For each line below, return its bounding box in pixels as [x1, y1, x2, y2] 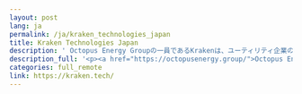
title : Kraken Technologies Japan [9, 38, 139, 47]
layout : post [9, 13, 58, 22]
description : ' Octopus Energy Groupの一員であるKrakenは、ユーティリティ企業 [9, 47, 288, 56]
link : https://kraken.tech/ [9, 72, 115, 81]
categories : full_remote [9, 64, 102, 73]
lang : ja [9, 21, 42, 30]
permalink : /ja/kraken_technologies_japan [9, 30, 171, 38]
